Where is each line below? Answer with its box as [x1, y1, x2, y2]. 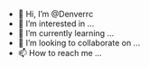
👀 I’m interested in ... [17, 18, 95, 29]
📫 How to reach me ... [17, 48, 102, 58]
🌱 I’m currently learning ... [17, 28, 115, 38]
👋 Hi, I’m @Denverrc [17, 9, 94, 19]
